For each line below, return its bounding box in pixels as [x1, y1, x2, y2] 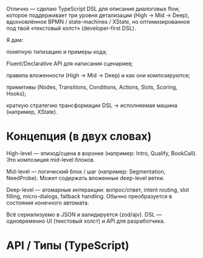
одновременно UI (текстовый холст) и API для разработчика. [6, 217, 165, 225]
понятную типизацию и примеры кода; [6, 48, 108, 55]
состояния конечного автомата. [6, 199, 89, 206]
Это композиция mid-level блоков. [6, 156, 95, 163]
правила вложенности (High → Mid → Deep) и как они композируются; [6, 72, 190, 78]
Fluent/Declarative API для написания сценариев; [6, 60, 134, 67]
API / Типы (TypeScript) [6, 239, 129, 253]
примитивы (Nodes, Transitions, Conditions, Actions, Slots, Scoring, [6, 83, 178, 91]
